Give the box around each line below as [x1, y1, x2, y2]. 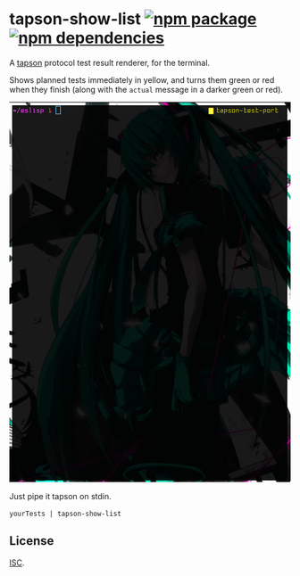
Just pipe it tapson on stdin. [9, 490, 112, 501]
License [9, 533, 54, 548]
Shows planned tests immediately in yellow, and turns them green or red [9, 74, 275, 85]
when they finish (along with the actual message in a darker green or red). [9, 84, 284, 95]
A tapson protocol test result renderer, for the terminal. [9, 57, 211, 68]
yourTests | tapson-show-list [9, 509, 122, 518]
